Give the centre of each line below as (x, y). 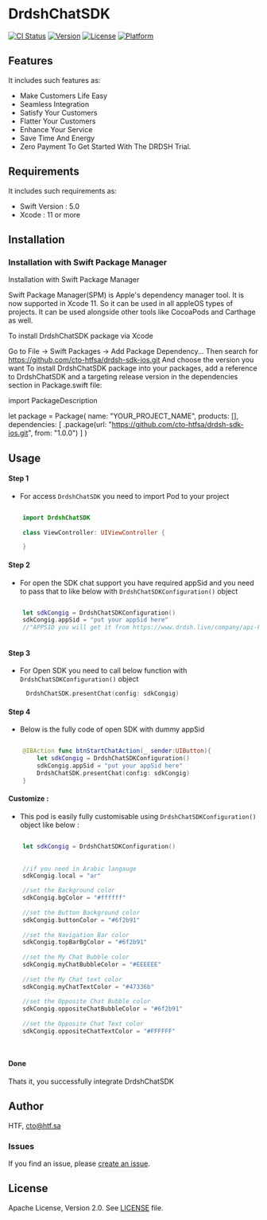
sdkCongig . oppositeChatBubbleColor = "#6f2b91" (103, 1009)
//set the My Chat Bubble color (76, 957)
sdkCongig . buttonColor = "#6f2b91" (81, 920)
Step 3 (19, 653)
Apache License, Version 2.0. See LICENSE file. (86, 1207)
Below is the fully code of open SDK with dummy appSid (112, 729)
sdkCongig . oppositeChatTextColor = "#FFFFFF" (99, 1031)
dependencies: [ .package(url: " (60, 425)
